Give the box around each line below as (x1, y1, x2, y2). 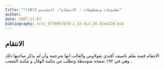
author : (5, 12, 21, 17)
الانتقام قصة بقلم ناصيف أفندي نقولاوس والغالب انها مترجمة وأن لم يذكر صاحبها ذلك (5, 53, 159, 59)
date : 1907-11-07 (5, 16, 41, 21)
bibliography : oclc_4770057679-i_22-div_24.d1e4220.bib (5, 21, 124, 26)
